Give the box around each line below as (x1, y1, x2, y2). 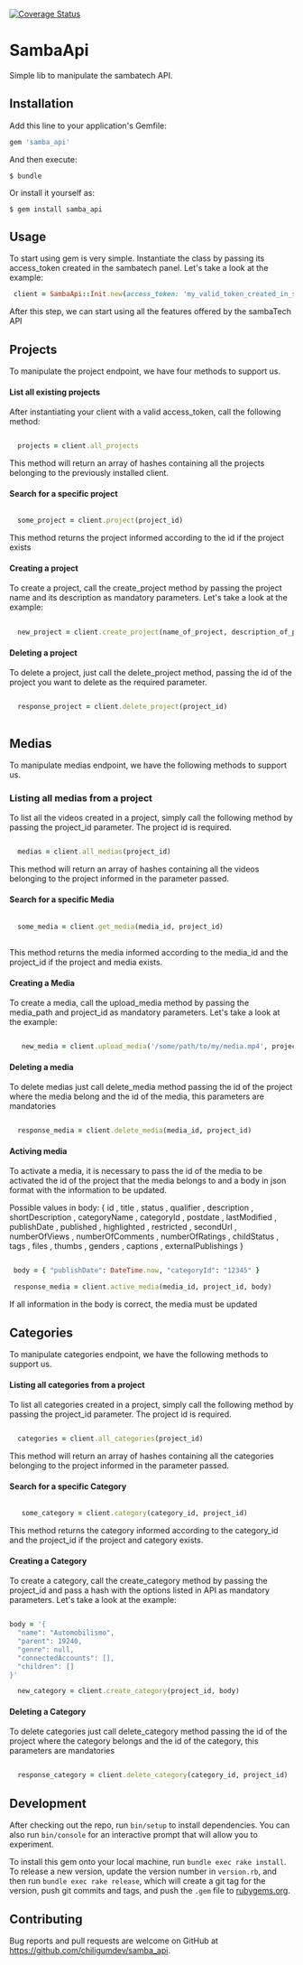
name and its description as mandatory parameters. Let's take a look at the (9, 592, 289, 603)
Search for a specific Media (9, 894, 115, 905)
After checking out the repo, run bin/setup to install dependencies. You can (9, 1820, 290, 1830)
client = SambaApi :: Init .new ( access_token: (13, 290, 179, 299)
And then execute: (9, 154, 78, 164)
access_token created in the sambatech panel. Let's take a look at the (9, 263, 269, 274)
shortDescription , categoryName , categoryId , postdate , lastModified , (9, 1212, 277, 1223)
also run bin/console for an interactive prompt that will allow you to (9, 1830, 259, 1840)
